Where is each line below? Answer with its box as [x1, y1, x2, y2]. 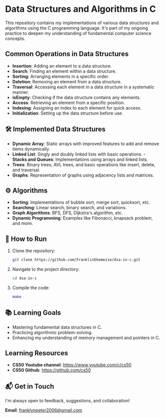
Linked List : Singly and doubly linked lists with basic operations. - [12, 151, 146, 157]
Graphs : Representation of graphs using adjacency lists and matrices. [12, 172, 154, 178]
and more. [12, 221, 33, 227]
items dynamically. [12, 146, 50, 152]
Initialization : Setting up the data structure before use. [12, 110, 123, 116]
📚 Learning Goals [5, 308, 62, 317]
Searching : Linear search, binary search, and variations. [12, 205, 127, 211]
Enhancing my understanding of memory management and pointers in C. [12, 335, 160, 341]
